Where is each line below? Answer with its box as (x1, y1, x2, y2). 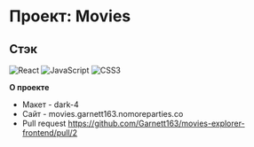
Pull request (21, 118, 67, 128)
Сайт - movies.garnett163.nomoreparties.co (21, 109, 184, 119)
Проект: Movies (9, 6, 131, 27)
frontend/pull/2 (21, 128, 78, 138)
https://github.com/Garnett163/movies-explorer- (67, 118, 246, 128)
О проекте (9, 82, 50, 92)
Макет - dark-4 (21, 99, 80, 110)
